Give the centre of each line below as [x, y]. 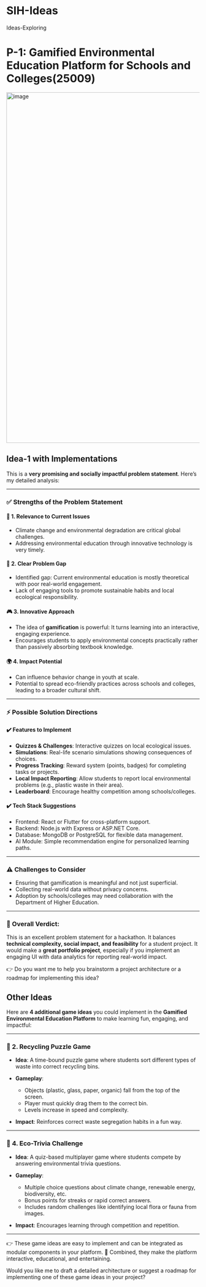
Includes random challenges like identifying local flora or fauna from [111, 1207]
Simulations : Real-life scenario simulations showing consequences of [104, 752]
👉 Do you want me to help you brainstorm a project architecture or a [94, 969]
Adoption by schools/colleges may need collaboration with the [94, 896]
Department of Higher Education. [57, 902]
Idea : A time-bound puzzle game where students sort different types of [105, 1060]
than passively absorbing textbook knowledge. [74, 647]
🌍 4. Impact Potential [34, 661]
